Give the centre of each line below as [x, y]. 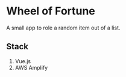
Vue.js [23, 61]
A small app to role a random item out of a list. [63, 28]
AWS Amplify [31, 67]
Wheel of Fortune [51, 11]
